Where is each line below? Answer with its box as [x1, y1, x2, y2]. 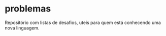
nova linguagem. [5, 24, 40, 30]
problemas [5, 3, 51, 14]
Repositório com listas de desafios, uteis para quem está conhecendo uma [5, 19, 161, 25]
